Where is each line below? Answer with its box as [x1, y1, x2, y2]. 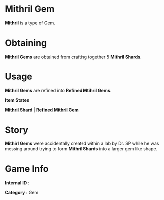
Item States [5, 97, 30, 103]
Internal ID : [5, 180, 30, 186]
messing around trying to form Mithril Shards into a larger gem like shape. [5, 145, 158, 152]
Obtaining [5, 37, 47, 49]
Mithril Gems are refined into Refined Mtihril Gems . [5, 87, 112, 93]
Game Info [5, 163, 49, 174]
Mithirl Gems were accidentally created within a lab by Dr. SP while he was [5, 140, 159, 146]
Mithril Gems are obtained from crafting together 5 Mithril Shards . [5, 54, 142, 60]
